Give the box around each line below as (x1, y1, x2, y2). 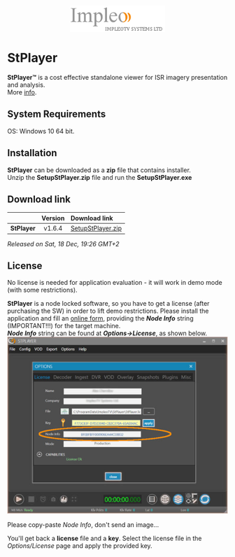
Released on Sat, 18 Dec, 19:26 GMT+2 (7, 239, 120, 248)
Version (41, 213, 65, 222)
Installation (7, 147, 57, 159)
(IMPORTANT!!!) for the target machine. (7, 322, 121, 330)
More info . (7, 87, 37, 96)
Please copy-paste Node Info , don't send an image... (7, 521, 159, 529)
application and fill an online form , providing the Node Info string (7, 314, 194, 323)
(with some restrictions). (7, 285, 78, 295)
